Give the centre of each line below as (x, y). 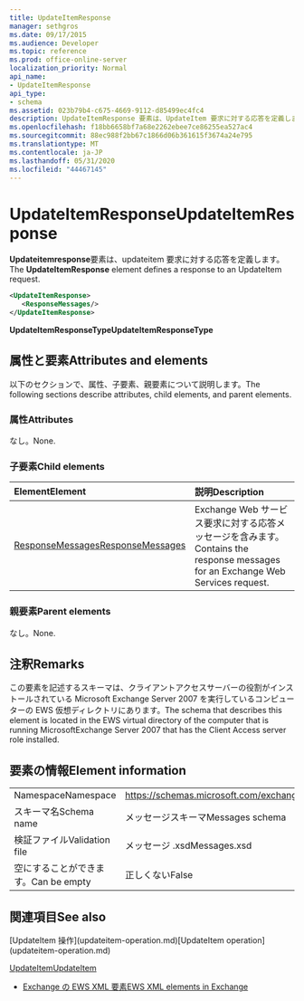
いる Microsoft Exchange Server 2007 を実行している (156, 699)
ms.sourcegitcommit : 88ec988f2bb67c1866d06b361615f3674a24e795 (131, 136)
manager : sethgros (44, 26)
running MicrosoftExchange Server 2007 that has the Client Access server (148, 730)
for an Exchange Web (240, 571)
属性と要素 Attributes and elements (109, 361)
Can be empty (61, 882)
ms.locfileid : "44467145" (58, 169)
